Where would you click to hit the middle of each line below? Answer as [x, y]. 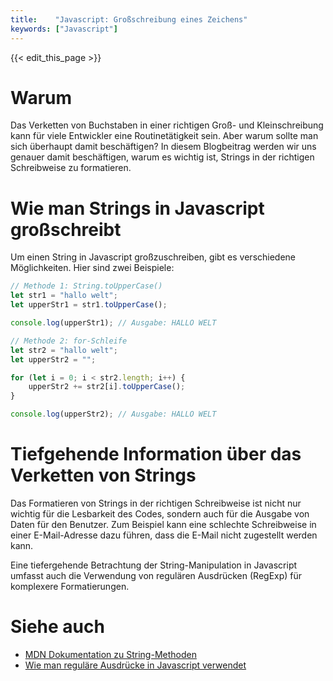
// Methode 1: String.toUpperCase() [86, 286]
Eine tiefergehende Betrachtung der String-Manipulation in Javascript [154, 565]
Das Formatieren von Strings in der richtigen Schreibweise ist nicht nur [156, 503]
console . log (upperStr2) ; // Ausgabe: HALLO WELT [113, 414]
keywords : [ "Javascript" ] [64, 29]
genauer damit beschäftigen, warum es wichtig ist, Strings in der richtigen [162, 157]
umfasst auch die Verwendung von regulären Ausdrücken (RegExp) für [156, 575]
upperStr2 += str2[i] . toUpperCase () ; [107, 387]
